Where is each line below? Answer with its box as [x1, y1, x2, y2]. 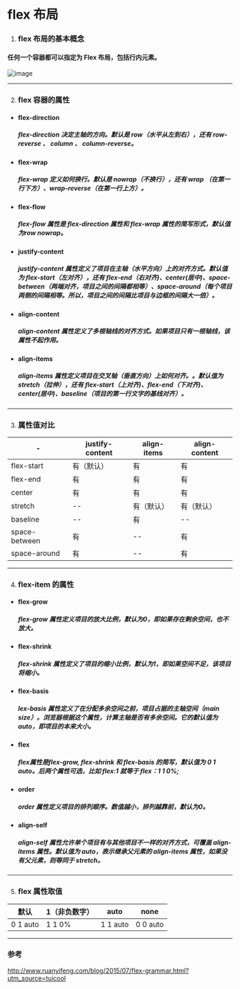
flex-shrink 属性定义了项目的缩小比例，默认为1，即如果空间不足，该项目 [17, 660, 231, 668]
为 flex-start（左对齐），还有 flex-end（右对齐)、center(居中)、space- [17, 273, 231, 282]
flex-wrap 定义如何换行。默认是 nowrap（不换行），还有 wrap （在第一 [17, 175, 231, 184]
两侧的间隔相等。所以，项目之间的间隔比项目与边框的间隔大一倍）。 [17, 291, 219, 300]
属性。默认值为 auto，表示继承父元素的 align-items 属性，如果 [36, 847, 221, 855]
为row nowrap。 [17, 229, 67, 237]
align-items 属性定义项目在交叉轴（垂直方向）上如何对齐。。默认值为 [17, 372, 224, 380]
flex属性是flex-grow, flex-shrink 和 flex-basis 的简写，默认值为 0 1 [17, 757, 216, 766]
